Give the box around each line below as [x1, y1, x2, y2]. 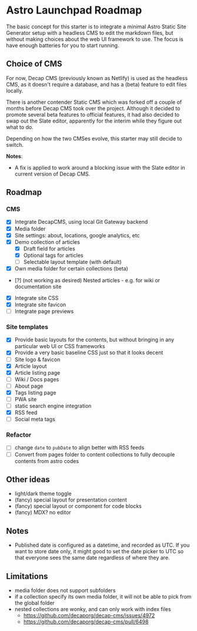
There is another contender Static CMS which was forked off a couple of [6, 98, 182, 105]
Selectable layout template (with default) [23, 258, 122, 265]
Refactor [6, 431, 32, 439]
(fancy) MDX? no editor [14, 509, 72, 516]
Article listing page [14, 369, 61, 376]
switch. [6, 141, 24, 148]
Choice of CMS [6, 59, 63, 69]
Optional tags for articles [23, 252, 84, 259]
